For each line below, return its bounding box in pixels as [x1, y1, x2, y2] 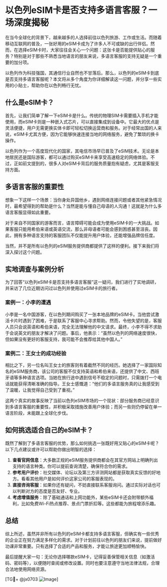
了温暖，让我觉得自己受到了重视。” [5, 387, 75, 393]
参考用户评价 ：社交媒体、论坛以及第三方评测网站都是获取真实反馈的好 [12, 469, 157, 475]
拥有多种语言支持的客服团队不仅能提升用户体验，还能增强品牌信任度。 [13, 232, 158, 238]
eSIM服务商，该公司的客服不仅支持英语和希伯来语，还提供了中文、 [13, 368, 151, 374]
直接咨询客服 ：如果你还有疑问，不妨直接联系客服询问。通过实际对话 [12, 481, 152, 488]
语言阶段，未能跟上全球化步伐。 [5, 410, 71, 416]
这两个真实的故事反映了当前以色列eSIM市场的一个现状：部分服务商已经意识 [5, 397, 160, 403]
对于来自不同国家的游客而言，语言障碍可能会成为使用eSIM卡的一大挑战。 [5, 220, 155, 226]
